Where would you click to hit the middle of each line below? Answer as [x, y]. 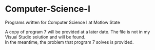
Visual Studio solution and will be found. [45, 37]
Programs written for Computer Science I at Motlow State [63, 22]
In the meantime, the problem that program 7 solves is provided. [69, 42]
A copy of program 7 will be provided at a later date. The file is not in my [77, 32]
